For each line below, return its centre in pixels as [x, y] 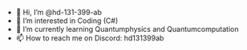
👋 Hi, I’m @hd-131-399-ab [59, 12]
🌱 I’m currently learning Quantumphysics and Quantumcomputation [127, 29]
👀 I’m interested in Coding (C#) [67, 21]
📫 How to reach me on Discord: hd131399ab [90, 38]
